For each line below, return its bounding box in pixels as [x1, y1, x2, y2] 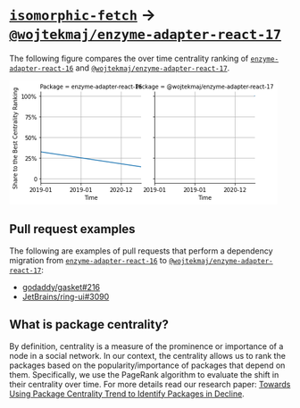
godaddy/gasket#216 [21, 281, 101, 292]
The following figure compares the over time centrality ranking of [9, 53, 249, 63]
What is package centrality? [9, 317, 170, 332]
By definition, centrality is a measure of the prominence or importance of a [9, 340, 284, 352]
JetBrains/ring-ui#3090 [21, 291, 110, 302]
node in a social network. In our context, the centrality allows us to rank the [9, 350, 286, 361]
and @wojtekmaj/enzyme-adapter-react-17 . [75, 62, 230, 73]
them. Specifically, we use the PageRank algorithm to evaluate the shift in [9, 369, 279, 379]
